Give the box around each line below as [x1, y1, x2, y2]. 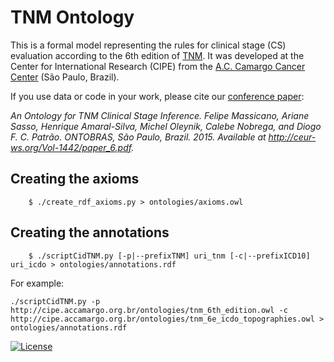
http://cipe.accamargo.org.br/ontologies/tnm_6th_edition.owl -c [10, 305, 288, 315]
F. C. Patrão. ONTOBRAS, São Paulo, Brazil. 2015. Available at [10, 131, 267, 143]
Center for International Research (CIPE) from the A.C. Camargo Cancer [10, 60, 306, 72]
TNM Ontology [10, 6, 135, 29]
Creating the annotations [10, 224, 170, 241]
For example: [10, 277, 65, 289]
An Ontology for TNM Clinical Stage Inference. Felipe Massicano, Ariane [10, 109, 310, 121]
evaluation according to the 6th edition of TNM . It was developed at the [10, 49, 305, 61]
